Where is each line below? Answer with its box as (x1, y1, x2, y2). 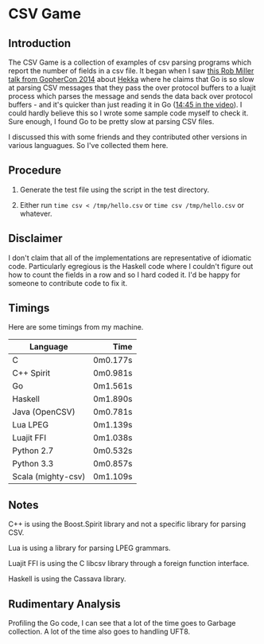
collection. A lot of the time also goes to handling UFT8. (8, 626, 191, 637)
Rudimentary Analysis (8, 597, 121, 611)
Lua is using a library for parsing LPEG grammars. (8, 543, 171, 553)
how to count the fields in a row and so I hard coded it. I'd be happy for (8, 270, 241, 279)
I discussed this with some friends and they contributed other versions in (8, 132, 247, 142)
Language (29, 342, 69, 353)
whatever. (19, 209, 52, 218)
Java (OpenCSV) (12, 407, 76, 418)
